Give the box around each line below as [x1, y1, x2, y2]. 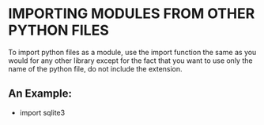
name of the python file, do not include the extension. [8, 64, 183, 73]
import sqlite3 [19, 108, 66, 117]
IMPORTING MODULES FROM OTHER [8, 5, 255, 23]
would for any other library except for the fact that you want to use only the [8, 56, 253, 65]
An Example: [8, 87, 73, 101]
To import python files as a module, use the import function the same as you [8, 47, 257, 57]
